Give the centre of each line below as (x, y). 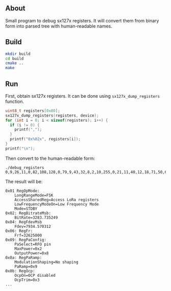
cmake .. (15, 63)
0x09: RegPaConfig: (26, 240)
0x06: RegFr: (19, 231)
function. (15, 101)
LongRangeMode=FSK (34, 195)
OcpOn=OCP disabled (35, 275)
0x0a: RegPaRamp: (24, 257)
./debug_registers (25, 167)
